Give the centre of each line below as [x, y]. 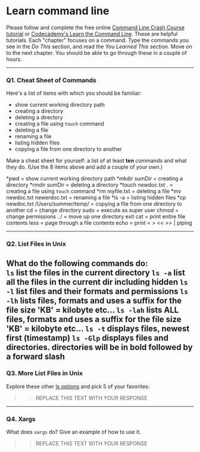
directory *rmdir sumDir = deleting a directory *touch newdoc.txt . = [90, 185]
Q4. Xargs [21, 419]
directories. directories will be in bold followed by [99, 347]
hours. [14, 59]
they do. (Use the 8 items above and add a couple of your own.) [85, 167]
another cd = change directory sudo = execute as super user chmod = [93, 210]
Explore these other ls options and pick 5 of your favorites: [78, 386]
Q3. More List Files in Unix [45, 373]
